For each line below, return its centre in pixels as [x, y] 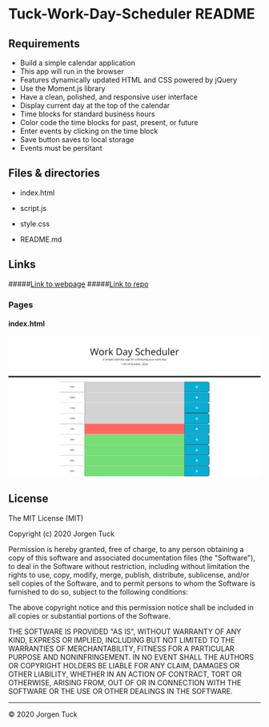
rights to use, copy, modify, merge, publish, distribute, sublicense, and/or [129, 575]
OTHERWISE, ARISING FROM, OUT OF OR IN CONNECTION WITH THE [125, 682]
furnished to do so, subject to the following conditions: [98, 591]
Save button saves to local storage [77, 140]
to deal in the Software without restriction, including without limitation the [129, 566]
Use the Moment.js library [62, 88]
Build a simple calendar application [78, 63]
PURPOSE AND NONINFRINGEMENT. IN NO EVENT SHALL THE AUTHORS [131, 657]
